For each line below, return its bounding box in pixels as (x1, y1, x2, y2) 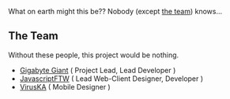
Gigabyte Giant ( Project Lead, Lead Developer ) (19, 65, 176, 75)
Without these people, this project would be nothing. (8, 50, 179, 60)
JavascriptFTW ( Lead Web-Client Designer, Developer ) (19, 74, 204, 83)
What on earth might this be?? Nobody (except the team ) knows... (8, 7, 223, 16)
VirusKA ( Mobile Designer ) (19, 82, 111, 91)
